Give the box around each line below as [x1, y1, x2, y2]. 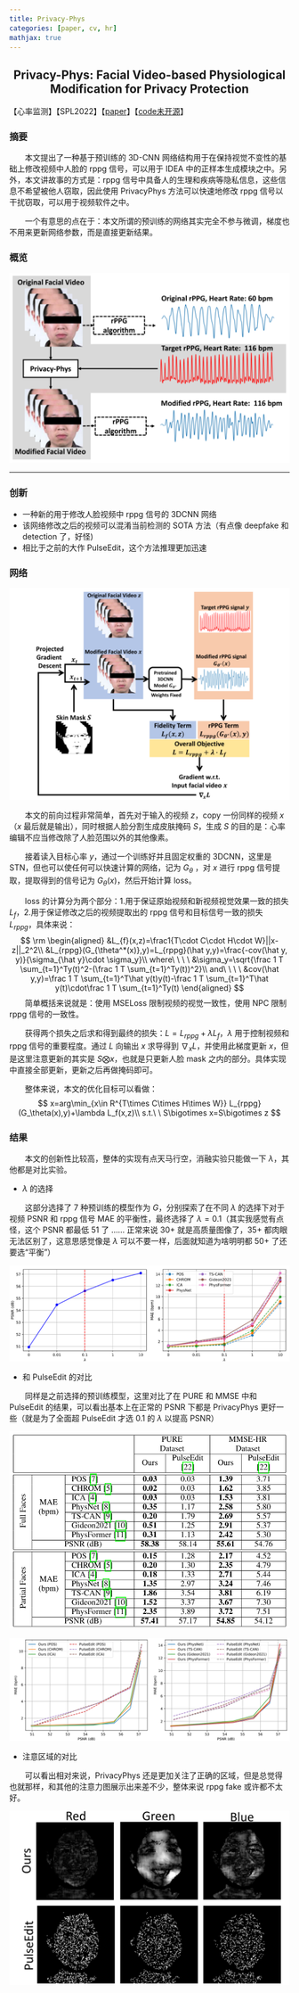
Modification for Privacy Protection [50, 81, 249, 96]
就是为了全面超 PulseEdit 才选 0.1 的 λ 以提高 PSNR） [24, 1413, 220, 1424]
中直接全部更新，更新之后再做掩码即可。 [9, 1064, 158, 1075]
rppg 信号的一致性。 [9, 1009, 85, 1020]
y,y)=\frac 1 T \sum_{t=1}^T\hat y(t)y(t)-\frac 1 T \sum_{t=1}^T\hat [30, 973, 269, 984]
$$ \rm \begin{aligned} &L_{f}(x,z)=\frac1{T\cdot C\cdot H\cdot [20, 935, 254, 946]
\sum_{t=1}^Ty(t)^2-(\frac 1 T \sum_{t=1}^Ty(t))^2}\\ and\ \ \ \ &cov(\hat [20, 964, 279, 975]
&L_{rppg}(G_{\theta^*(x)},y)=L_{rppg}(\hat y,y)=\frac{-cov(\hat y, [44, 945, 287, 956]
